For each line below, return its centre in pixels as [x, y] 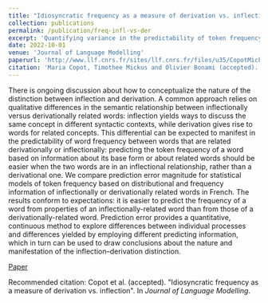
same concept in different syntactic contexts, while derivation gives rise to [130, 124]
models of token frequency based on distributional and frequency [116, 183]
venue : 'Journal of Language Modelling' [77, 53]
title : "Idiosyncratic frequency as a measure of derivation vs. [119, 16]
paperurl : [25, 61]
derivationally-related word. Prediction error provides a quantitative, [120, 217]
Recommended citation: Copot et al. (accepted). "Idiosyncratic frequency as [134, 282]
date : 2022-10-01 [37, 45]
